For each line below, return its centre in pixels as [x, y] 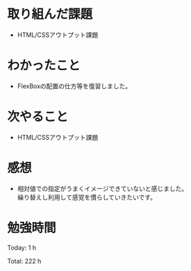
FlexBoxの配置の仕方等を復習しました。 [74, 86]
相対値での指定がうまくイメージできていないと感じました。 [102, 188]
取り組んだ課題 [50, 14]
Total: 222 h [24, 261]
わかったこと [44, 66]
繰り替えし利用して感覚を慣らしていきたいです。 [87, 197]
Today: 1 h [22, 247]
